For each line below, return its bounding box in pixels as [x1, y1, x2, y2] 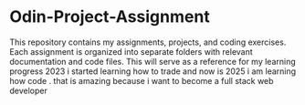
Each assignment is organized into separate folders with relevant [9, 46, 253, 57]
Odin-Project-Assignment [9, 6, 210, 27]
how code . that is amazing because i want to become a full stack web [9, 75, 274, 86]
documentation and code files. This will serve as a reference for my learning [9, 56, 297, 67]
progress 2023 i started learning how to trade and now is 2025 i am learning [9, 66, 297, 77]
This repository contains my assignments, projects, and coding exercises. [9, 37, 287, 47]
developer [9, 85, 48, 96]
